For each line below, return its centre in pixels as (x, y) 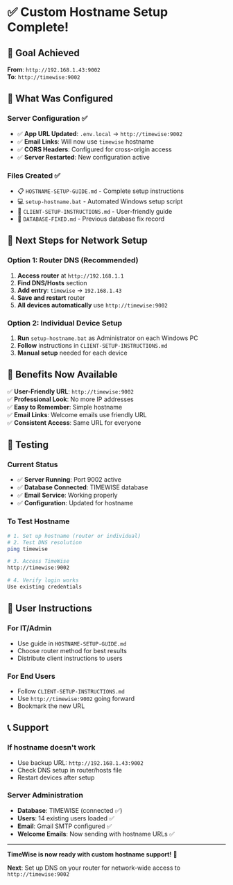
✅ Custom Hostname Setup (88, 12)
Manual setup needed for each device (72, 353)
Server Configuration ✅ (48, 119)
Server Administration (45, 795)
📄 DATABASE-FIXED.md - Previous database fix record (91, 219)
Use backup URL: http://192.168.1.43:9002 (80, 762)
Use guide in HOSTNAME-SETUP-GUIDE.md (72, 643)
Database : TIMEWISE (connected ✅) (70, 810)
